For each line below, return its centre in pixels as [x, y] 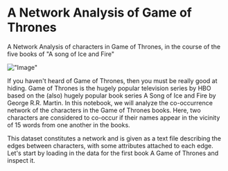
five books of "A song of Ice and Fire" [61, 54]
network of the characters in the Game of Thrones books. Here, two [104, 110]
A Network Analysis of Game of [99, 13]
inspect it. [21, 160]
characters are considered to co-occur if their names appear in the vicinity [114, 117]
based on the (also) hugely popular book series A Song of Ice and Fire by [112, 96]
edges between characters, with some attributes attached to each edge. [110, 145]
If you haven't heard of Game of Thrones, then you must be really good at [112, 80]
